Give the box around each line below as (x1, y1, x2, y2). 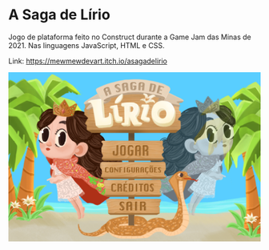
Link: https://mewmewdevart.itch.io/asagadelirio (8, 56, 168, 66)
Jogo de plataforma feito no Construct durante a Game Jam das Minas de (8, 32, 251, 42)
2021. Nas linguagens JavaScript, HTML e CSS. (8, 40, 165, 50)
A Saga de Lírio (8, 6, 110, 24)
